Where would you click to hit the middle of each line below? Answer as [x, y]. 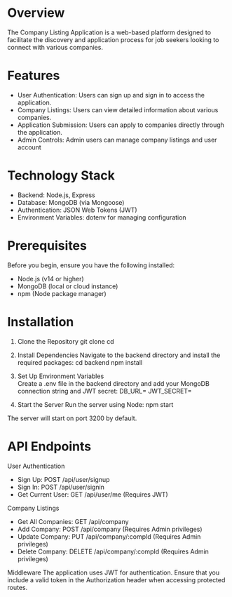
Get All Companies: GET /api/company [73, 521]
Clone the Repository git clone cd [66, 341]
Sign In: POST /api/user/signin [61, 487]
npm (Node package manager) [62, 293]
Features [34, 76]
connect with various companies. [55, 47]
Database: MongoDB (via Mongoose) [71, 202]
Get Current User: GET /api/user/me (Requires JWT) [93, 494]
